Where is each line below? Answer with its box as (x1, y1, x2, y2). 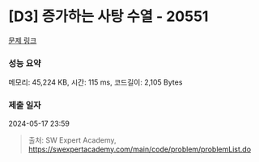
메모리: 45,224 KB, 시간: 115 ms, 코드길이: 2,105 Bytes (8, 77, 183, 87)
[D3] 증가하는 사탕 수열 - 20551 (8, 7, 209, 26)
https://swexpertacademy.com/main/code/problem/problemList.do (28, 144, 252, 154)
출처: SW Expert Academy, (28, 135, 117, 145)
